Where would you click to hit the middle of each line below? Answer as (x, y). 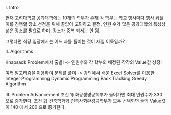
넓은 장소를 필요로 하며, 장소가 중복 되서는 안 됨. (53, 31)
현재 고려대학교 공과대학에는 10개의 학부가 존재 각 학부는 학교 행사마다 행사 (80, 18)
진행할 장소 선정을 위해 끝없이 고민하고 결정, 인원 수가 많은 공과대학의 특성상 (90, 24)
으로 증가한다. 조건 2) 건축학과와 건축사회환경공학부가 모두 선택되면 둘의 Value (83, 101)
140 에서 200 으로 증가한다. (38, 107)
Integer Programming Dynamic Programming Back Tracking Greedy (76, 79)
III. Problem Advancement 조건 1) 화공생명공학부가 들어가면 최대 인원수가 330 (84, 94)
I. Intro (12, 7)
